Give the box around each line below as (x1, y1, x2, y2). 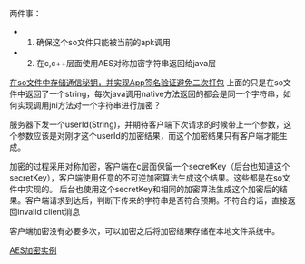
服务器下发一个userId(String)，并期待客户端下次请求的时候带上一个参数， (9, 119, 284, 130)
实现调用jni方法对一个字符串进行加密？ (16, 100, 162, 111)
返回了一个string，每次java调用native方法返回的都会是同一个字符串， (25, 89, 284, 99)
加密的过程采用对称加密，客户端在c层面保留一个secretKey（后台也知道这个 (9, 161, 290, 171)
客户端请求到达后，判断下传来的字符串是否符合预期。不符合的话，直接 (25, 195, 288, 206)
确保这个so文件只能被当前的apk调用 (35, 37, 171, 47)
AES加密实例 (9, 245, 57, 256)
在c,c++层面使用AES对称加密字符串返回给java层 (35, 58, 216, 68)
